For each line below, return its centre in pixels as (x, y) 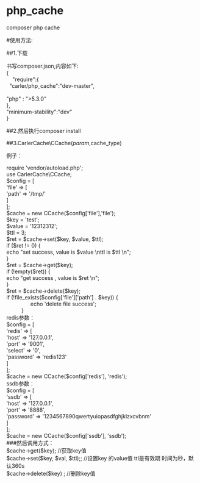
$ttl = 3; (16, 232)
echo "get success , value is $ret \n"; (53, 277)
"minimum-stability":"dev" (39, 112)
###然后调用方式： (30, 443)
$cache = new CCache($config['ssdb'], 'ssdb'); (66, 435)
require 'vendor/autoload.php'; (45, 168)
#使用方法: (20, 40)
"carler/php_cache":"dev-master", (52, 85)
